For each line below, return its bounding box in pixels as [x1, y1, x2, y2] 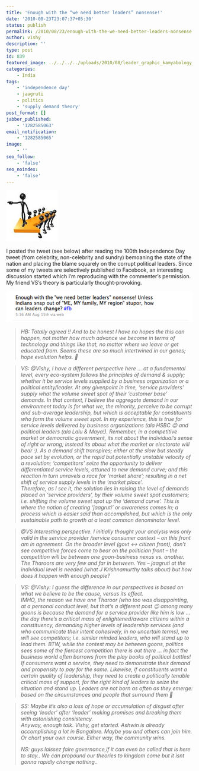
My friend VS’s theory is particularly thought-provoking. [6, 279, 142, 287]
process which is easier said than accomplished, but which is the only [20, 510, 192, 517]
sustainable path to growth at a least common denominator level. [20, 516, 181, 523]
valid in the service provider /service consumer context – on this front [20, 534, 191, 541]
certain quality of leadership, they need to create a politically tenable [20, 672, 190, 679]
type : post [6, 48, 33, 54]
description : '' [6, 41, 46, 47]
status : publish [6, 22, 46, 28]
